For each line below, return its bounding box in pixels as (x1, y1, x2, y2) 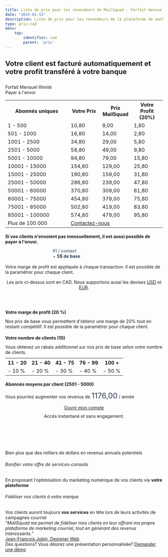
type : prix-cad (5, 21, 37, 27)
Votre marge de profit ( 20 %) (5, 309, 66, 315)
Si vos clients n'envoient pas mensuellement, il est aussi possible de (5, 233, 150, 239)
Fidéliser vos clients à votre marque (5, 494, 79, 500)
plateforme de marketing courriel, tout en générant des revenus (5, 525, 136, 531)
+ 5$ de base (52, 253, 81, 259)
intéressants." (5, 530, 34, 536)
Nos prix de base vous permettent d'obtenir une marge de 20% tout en (5, 318, 151, 324)
